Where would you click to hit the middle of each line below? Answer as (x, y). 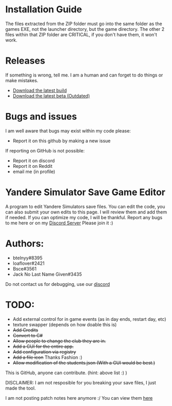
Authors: (25, 244)
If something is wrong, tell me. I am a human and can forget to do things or (84, 75)
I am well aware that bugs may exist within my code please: (68, 131)
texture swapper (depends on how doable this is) (65, 324)
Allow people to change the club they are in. (59, 341)
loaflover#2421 (28, 263)
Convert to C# (28, 335)
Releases (25, 61)
